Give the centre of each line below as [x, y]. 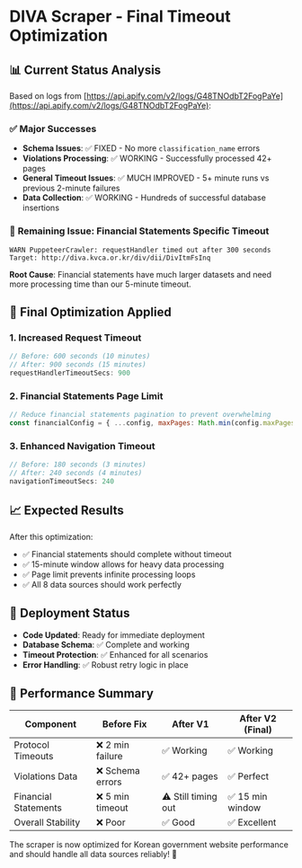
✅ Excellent [252, 822]
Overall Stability [47, 822]
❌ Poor [111, 822]
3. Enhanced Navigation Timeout [82, 446]
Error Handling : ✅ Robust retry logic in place [105, 664]
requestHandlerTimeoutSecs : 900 [70, 373]
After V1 [191, 724]
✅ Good [178, 822]
